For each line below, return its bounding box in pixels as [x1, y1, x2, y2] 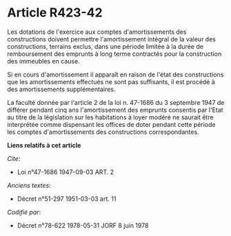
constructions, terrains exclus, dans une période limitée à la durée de [7, 42, 203, 50]
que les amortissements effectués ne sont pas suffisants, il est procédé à [7, 77, 215, 86]
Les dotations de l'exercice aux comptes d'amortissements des [7, 28, 187, 36]
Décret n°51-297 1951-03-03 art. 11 [17, 195, 117, 203]
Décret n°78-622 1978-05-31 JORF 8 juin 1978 [17, 221, 149, 229]
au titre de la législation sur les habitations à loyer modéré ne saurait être [7, 112, 214, 121]
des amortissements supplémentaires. [7, 85, 116, 93]
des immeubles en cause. [7, 57, 81, 65]
